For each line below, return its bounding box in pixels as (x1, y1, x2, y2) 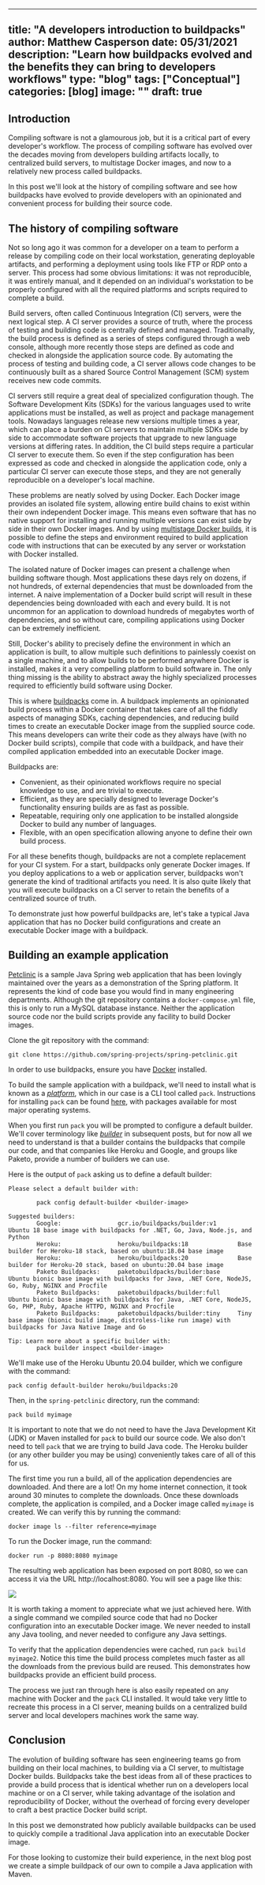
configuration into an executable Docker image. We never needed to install (8, 1621, 251, 1630)
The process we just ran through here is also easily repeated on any (8, 1685, 229, 1694)
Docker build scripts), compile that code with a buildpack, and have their (8, 738, 244, 748)
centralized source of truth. (8, 893, 97, 903)
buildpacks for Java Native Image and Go (8, 1323, 147, 1331)
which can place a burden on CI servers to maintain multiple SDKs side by (8, 425, 248, 434)
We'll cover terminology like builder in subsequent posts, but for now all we (8, 1128, 252, 1138)
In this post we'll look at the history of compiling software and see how (8, 182, 238, 192)
